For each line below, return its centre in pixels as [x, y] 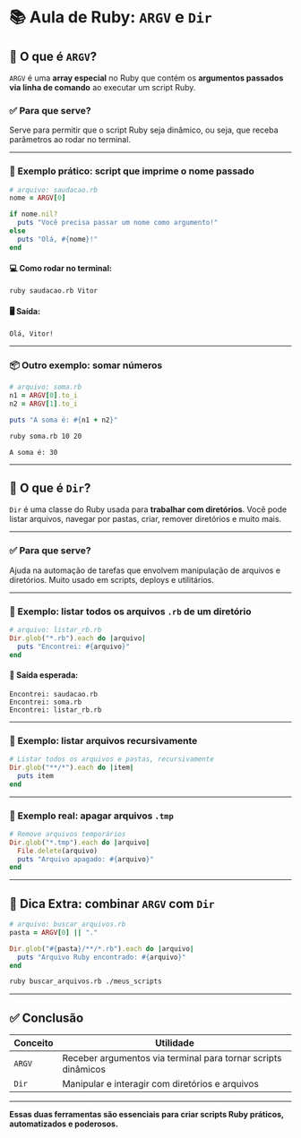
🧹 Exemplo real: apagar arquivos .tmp [92, 816]
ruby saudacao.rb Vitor [54, 291]
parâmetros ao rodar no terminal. [70, 140]
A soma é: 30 [34, 452]
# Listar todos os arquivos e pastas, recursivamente [112, 759]
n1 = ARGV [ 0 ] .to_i [43, 396]
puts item [35, 775]
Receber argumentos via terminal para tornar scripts [172, 1058]
